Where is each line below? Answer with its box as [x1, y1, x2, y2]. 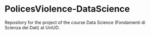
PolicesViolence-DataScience [4, 3, 130, 15]
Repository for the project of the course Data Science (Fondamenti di [4, 19, 146, 25]
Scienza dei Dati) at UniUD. [4, 24, 60, 30]
